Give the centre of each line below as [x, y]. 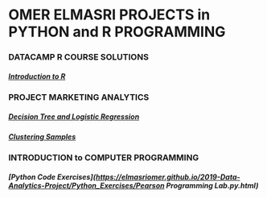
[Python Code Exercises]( [52, 177]
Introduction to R [37, 76]
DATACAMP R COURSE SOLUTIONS [78, 57]
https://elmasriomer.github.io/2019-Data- [168, 177]
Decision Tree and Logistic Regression [74, 116]
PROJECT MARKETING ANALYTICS [79, 97]
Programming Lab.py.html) [212, 186]
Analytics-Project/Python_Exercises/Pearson [86, 186]
